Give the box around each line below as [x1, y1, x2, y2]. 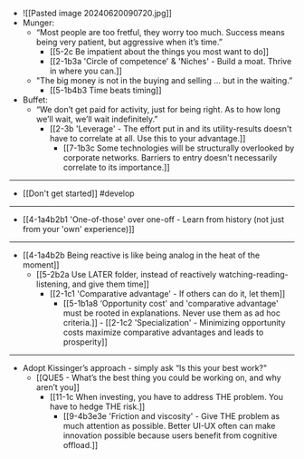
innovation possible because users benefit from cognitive [62, 430, 278, 441]
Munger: [22, 17, 55, 28]
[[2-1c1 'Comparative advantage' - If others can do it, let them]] [49, 288, 286, 298]
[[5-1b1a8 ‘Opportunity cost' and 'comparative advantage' [62, 298, 279, 308]
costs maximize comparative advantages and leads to [62, 327, 264, 337]
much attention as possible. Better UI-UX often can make [62, 421, 276, 431]
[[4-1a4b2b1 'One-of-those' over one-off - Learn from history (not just [22, 214, 285, 225]
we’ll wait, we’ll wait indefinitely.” [35, 113, 158, 124]
